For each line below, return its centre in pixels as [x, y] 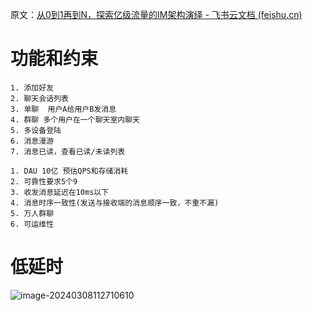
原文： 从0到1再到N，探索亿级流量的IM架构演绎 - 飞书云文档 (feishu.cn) [156, 14]
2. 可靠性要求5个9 [44, 181]
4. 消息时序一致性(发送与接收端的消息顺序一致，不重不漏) [115, 203]
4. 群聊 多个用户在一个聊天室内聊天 [75, 119]
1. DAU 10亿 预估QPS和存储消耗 [69, 171]
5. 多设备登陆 [36, 130]
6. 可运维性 [32, 224]
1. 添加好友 [32, 88]
